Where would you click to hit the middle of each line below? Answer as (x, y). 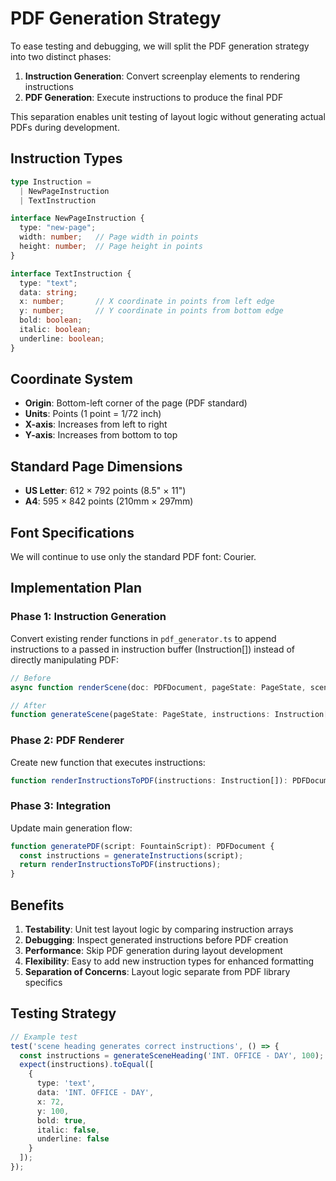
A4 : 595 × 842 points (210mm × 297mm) (109, 501)
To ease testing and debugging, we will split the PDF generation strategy (160, 46)
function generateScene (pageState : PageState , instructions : (140, 715)
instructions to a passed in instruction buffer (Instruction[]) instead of (153, 649)
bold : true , (61, 1120)
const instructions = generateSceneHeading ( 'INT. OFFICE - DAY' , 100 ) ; (172, 1055)
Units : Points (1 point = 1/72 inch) (93, 414)
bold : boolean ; (51, 320)
